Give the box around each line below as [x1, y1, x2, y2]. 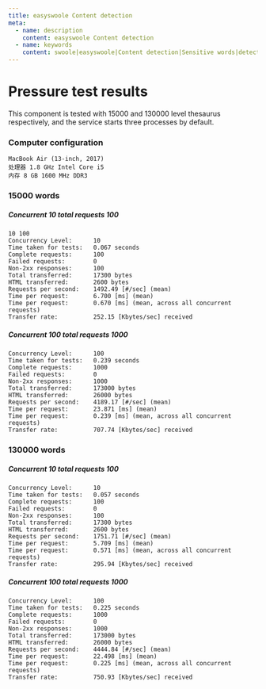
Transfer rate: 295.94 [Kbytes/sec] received [8, 560, 193, 568]
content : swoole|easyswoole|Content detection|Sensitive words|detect [22, 48, 260, 56]
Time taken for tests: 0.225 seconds [8, 603, 140, 611]
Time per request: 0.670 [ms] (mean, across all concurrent [8, 299, 232, 308]
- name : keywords [15, 41, 73, 49]
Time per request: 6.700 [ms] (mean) [8, 293, 154, 300]
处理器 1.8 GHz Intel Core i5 [8, 163, 104, 171]
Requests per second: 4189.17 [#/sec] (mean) [8, 398, 172, 407]
